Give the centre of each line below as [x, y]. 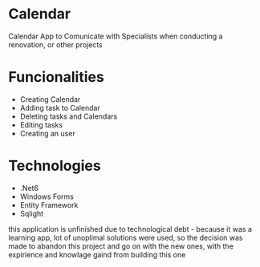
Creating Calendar [50, 99]
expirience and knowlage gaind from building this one [97, 254]
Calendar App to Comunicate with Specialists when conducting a [116, 36]
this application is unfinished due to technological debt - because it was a [130, 229]
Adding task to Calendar [60, 107]
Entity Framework [49, 204]
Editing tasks [41, 124]
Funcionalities [56, 77]
